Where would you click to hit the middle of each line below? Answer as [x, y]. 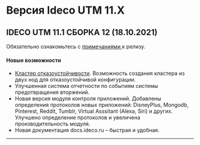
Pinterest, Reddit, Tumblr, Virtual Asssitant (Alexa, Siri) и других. [94, 111]
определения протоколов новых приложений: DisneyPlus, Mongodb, [101, 105]
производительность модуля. [52, 124]
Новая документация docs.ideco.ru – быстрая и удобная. [87, 130]
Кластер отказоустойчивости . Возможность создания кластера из [100, 73]
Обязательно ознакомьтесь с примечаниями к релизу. [76, 46]
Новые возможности [34, 60]
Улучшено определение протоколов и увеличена [78, 118]
